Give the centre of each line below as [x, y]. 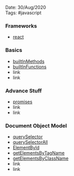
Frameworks [21, 26]
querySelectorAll [30, 142]
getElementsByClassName [41, 158]
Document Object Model [36, 126]
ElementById [26, 148]
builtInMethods [29, 61]
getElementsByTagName [39, 153]
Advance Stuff [24, 91]
